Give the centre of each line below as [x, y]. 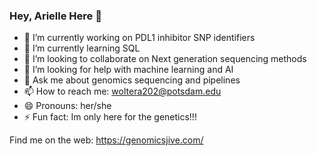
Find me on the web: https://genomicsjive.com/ [106, 140]
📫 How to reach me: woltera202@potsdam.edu [122, 91]
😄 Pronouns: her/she [67, 106]
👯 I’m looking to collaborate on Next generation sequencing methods [165, 59]
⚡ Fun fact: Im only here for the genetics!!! [110, 117]
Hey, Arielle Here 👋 [55, 16]
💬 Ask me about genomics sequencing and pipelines [132, 80]
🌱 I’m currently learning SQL [82, 48]
